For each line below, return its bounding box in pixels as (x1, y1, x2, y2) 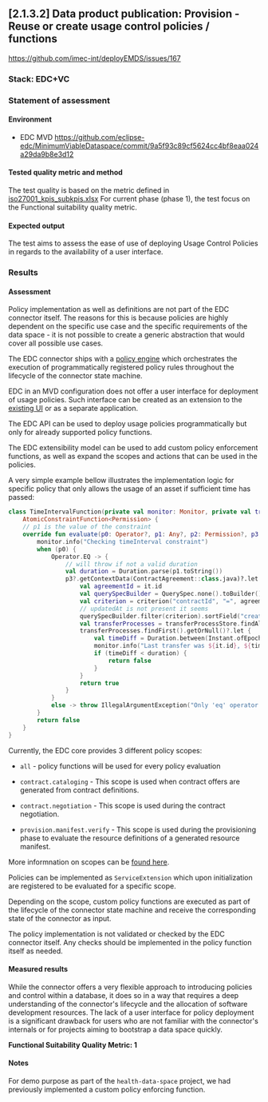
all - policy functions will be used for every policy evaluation (19, 761, 221, 771)
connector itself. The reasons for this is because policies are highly (8, 313, 229, 323)
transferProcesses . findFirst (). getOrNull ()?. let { (79, 627, 251, 635)
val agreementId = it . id (79, 582, 162, 591)
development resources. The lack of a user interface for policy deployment (8, 1008, 254, 1017)
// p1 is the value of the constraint (22, 523, 152, 531)
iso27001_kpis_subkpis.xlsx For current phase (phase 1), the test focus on (8, 194, 250, 204)
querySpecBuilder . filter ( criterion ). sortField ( (79, 612, 241, 620)
